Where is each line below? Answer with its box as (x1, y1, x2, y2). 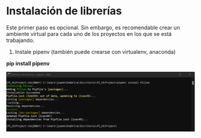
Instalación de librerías (6, 4, 122, 18)
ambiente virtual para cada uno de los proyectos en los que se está (6, 30, 172, 37)
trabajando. (6, 36, 35, 44)
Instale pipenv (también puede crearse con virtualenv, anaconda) (14, 48, 176, 55)
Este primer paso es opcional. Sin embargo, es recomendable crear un (6, 24, 181, 31)
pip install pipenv (6, 60, 50, 67)
